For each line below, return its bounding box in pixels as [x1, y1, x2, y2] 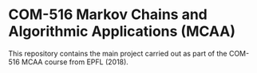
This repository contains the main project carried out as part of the [8, 48, 227, 58]
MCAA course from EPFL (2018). [21, 57, 129, 67]
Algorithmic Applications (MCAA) [8, 22, 235, 40]
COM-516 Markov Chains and [8, 6, 208, 24]
